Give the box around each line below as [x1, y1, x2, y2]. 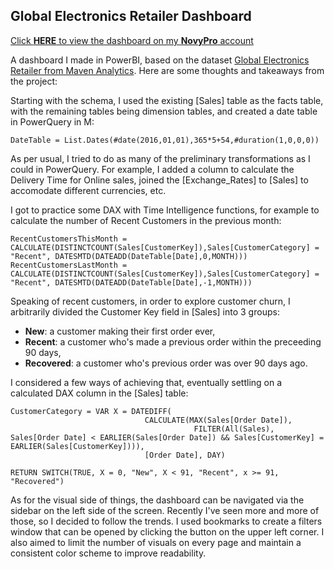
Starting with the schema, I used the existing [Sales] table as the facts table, [10, 94, 324, 106]
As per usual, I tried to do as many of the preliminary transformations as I [10, 152, 311, 164]
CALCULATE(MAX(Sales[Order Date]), [144, 415, 293, 425]
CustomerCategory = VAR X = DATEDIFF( [10, 406, 172, 416]
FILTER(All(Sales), [193, 424, 275, 434]
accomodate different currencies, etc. [10, 184, 167, 196]
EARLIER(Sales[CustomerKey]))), [10, 441, 145, 451]
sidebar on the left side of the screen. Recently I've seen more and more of [10, 504, 320, 516]
